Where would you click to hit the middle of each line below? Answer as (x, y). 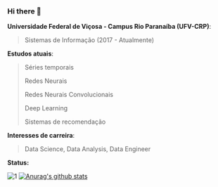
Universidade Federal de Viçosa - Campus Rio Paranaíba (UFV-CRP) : (109, 27)
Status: (18, 163)
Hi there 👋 (25, 11)
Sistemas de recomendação (65, 122)
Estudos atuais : (31, 54)
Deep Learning (46, 108)
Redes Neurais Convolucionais (69, 95)
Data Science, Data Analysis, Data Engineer (88, 149)
